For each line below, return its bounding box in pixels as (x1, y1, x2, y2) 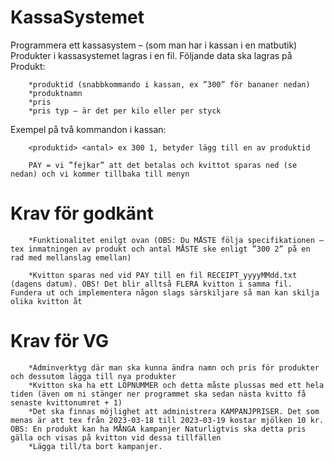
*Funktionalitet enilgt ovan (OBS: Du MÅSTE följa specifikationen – (28, 235, 325, 245)
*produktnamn (28, 88, 83, 98)
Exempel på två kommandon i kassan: (10, 123, 167, 135)
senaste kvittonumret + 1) (10, 397, 123, 408)
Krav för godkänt (10, 202, 154, 225)
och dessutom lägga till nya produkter (10, 371, 177, 381)
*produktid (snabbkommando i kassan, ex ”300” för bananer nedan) (28, 79, 311, 90)
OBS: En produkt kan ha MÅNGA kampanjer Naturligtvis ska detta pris (10, 424, 307, 434)
